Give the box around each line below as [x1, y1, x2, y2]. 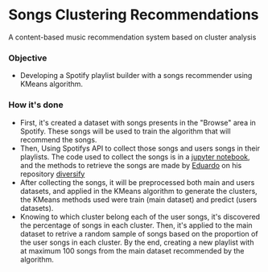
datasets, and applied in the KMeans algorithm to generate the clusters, [19, 186, 258, 196]
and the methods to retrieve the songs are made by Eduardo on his [19, 160, 242, 170]
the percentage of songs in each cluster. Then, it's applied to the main [19, 220, 253, 230]
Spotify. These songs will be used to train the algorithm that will [19, 126, 231, 136]
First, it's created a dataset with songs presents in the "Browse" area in [19, 117, 256, 127]
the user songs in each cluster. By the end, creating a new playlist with [19, 237, 254, 247]
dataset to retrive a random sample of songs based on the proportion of [19, 229, 259, 238]
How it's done [8, 99, 64, 110]
